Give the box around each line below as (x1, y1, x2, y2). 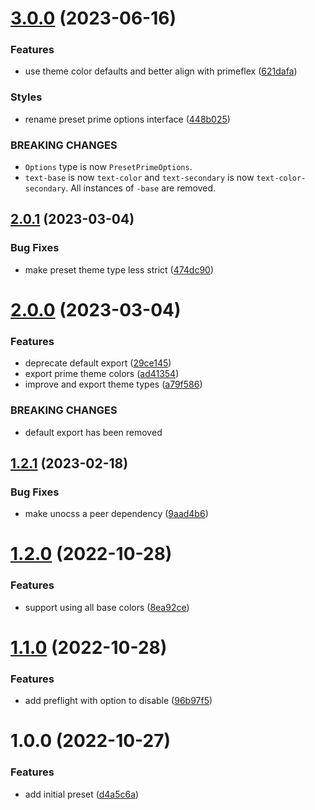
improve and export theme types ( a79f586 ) (24, 378, 203, 391)
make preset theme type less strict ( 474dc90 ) (24, 263, 215, 276)
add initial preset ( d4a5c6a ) (24, 788, 140, 800)
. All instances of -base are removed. (65, 182, 217, 194)
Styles (10, 90, 43, 104)
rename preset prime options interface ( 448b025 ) (24, 113, 231, 125)
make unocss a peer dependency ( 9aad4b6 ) (24, 508, 209, 520)
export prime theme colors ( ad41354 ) (24, 368, 180, 380)
